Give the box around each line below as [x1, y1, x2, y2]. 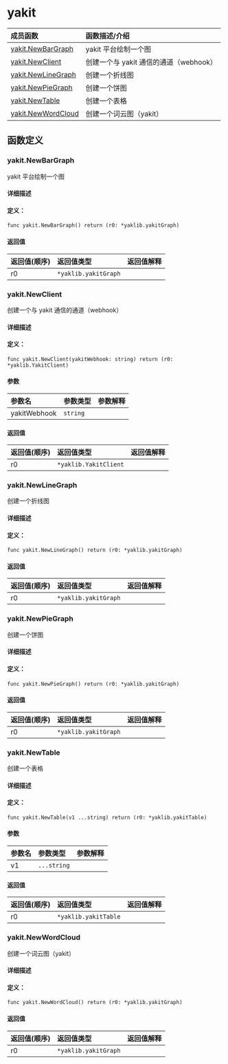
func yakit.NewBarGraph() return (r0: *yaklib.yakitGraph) [7, 222, 180, 229]
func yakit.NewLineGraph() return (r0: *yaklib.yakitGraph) [7, 546, 183, 554]
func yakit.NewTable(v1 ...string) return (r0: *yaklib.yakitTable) [7, 814, 207, 821]
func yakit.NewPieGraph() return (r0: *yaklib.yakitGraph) [7, 680, 180, 687]
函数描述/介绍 [85, 31, 130, 41]
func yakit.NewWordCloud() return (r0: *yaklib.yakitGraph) [7, 999, 183, 1006]
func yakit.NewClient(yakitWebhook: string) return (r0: [7, 356, 174, 362]
